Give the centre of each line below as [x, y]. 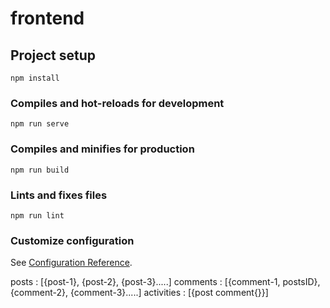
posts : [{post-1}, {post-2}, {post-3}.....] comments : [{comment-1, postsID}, [165, 282]
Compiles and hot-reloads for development [117, 103]
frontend [47, 18]
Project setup [53, 55]
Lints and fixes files [59, 195]
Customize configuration [72, 240]
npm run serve [40, 124]
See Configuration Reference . [71, 263]
